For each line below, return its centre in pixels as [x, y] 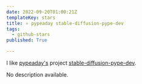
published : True [27, 40]
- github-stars [31, 35]
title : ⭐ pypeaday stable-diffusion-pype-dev [65, 23]
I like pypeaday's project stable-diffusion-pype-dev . [71, 63]
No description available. [37, 75]
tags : [13, 29]
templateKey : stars [31, 18]
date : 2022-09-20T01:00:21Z [42, 12]
